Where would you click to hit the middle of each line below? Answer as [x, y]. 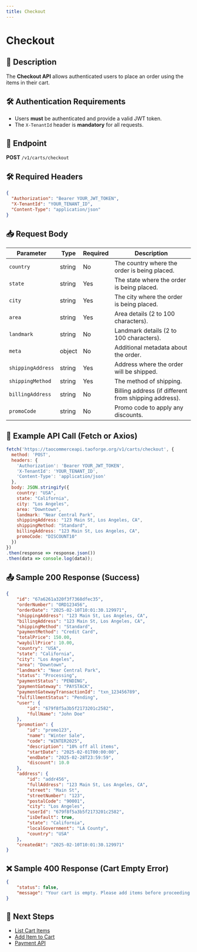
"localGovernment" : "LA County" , [68, 828]
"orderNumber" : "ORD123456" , [52, 605]
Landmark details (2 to [145, 331]
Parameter [32, 253]
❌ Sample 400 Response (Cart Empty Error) [87, 868]
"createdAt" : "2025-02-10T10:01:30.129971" [71, 845]
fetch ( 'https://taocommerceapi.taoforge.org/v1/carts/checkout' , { [90, 449]
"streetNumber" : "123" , [56, 795]
